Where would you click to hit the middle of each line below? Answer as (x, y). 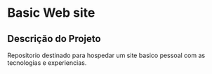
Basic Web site (51, 13)
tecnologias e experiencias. (47, 63)
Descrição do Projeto (54, 39)
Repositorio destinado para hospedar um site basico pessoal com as (106, 55)
